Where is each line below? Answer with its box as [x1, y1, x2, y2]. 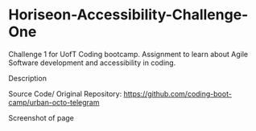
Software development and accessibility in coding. [8, 58, 176, 68]
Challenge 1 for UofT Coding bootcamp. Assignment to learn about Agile [8, 49, 248, 59]
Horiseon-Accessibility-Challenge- [8, 6, 249, 24]
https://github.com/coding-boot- [123, 88, 232, 98]
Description [8, 73, 47, 83]
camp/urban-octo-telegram [8, 97, 100, 107]
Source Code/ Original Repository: [8, 88, 122, 98]
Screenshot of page [8, 113, 75, 122]
